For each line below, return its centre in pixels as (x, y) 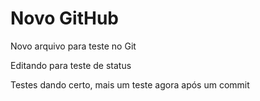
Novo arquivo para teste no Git (73, 46)
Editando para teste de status (71, 65)
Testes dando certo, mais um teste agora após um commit (130, 84)
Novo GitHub (65, 18)
